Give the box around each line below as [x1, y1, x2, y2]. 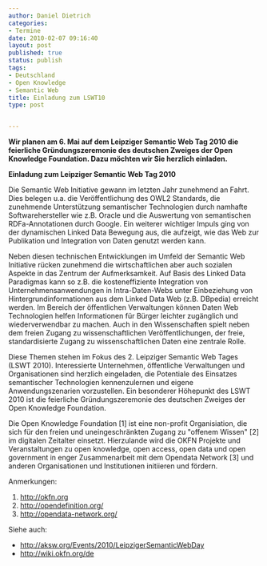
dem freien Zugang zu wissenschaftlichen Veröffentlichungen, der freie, [8, 328, 245, 338]
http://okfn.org [19, 492, 69, 502]
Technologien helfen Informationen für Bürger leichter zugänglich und [8, 311, 238, 321]
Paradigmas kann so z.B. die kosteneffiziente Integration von [8, 277, 209, 287]
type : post [8, 101, 45, 109]
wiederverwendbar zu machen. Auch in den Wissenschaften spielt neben [8, 319, 250, 329]
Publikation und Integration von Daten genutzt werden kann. [8, 236, 206, 246]
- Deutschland [8, 71, 56, 79]
